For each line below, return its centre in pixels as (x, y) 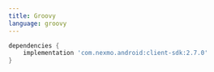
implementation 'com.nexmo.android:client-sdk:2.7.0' (116, 53)
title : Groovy (32, 16)
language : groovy (38, 23)
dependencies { (34, 45)
